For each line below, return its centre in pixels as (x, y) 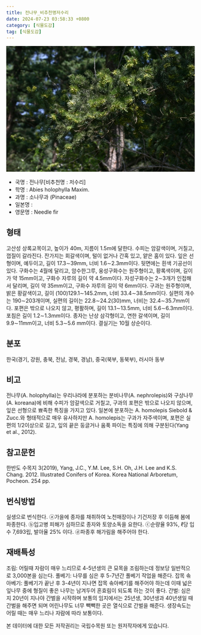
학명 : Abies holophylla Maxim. (52, 189)
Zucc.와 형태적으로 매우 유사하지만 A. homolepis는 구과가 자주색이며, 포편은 (95, 418)
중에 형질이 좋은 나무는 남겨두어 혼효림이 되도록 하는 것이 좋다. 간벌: (101, 590)
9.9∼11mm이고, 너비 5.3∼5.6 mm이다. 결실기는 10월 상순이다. (79, 323)
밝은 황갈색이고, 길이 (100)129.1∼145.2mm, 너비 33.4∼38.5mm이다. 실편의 (95, 293)
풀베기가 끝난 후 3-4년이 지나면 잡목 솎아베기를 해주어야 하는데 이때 (102, 583)
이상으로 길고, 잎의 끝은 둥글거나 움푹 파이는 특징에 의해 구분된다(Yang (106, 426)
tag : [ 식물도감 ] (24, 32)
